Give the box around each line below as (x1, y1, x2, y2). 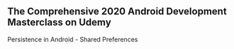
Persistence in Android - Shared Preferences (7, 35, 138, 43)
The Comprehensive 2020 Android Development (7, 6, 227, 17)
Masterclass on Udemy (7, 17, 111, 29)
